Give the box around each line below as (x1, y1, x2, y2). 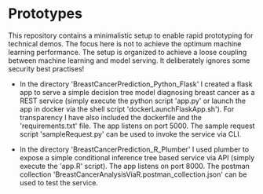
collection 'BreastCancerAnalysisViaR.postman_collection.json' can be (19, 170, 247, 179)
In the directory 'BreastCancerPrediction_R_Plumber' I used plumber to (19, 145, 250, 154)
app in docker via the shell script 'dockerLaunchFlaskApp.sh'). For (19, 104, 235, 114)
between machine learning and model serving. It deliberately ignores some (8, 56, 250, 65)
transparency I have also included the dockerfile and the (19, 112, 203, 122)
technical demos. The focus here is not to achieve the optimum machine (8, 38, 242, 48)
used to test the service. (19, 178, 98, 187)
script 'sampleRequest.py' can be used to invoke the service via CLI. (19, 129, 242, 138)
